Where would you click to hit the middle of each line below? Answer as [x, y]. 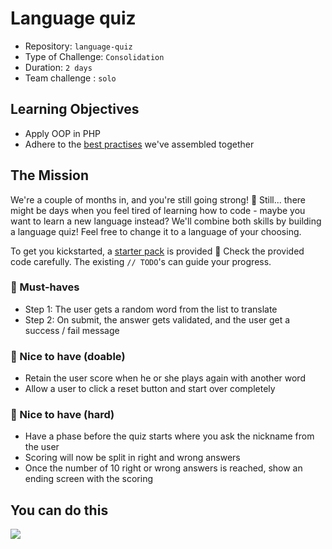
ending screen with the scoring [88, 479]
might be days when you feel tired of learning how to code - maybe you [158, 210]
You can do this [59, 510]
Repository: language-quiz [78, 46]
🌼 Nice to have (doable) [68, 356]
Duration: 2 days [58, 67]
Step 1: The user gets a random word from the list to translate [151, 309]
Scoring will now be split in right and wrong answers [132, 458]
